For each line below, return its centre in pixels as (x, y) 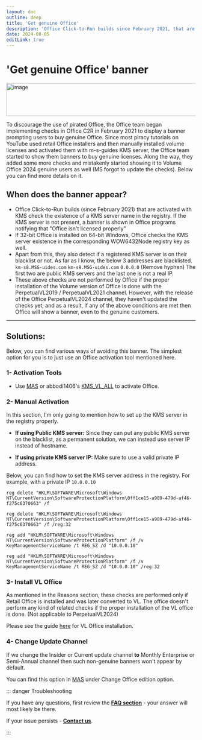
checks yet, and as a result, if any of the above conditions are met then (103, 305)
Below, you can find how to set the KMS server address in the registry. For (98, 476)
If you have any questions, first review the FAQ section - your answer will (97, 703)
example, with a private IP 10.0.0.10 (51, 482)
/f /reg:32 (57, 525)
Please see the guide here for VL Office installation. (70, 626)
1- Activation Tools (34, 373)
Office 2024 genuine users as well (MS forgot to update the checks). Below (100, 169)
